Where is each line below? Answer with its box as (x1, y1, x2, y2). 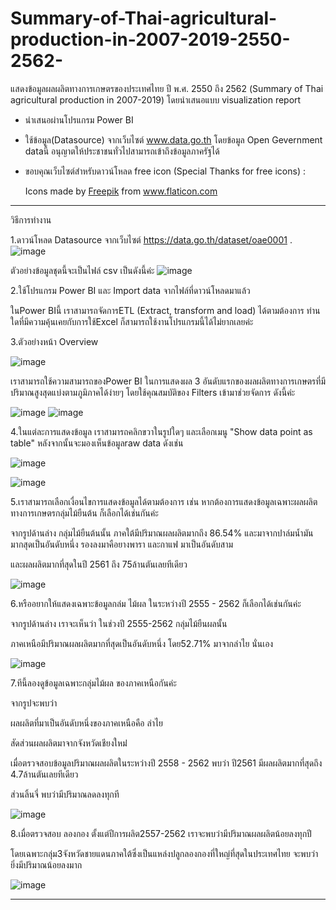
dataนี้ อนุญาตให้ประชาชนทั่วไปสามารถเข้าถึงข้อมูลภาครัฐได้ (24, 145, 220, 157)
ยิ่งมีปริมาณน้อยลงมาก (10, 858, 83, 871)
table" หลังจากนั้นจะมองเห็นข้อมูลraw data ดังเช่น (10, 437, 184, 449)
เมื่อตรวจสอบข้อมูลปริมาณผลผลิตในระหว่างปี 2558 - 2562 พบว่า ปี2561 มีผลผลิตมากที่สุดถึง (10, 757, 323, 769)
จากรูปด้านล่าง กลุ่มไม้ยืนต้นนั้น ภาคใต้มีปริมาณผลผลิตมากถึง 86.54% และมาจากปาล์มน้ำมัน (10, 527, 314, 539)
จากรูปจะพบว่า (10, 697, 58, 709)
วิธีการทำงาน (10, 213, 52, 226)
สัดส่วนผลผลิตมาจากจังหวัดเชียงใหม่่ (10, 737, 128, 749)
